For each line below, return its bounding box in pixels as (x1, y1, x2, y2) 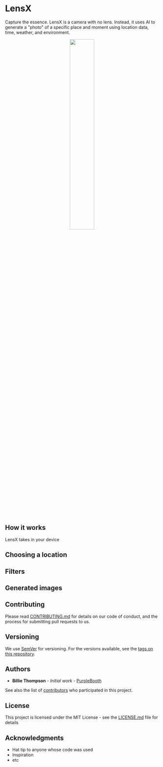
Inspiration (12, 752, 34, 758)
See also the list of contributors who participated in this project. (5, 687, 133, 693)
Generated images (5, 584, 62, 592)
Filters (5, 567, 25, 576)
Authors (5, 665, 31, 673)
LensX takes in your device (5, 536, 60, 542)
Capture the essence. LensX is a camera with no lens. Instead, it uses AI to (5, 19, 155, 25)
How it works (5, 524, 46, 532)
